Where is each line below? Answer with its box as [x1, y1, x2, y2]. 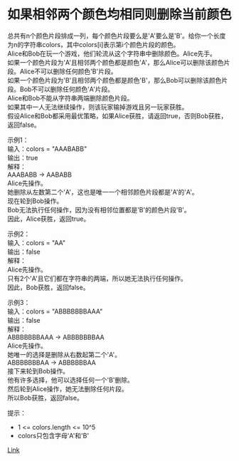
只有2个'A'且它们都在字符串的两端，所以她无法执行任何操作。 [7, 274, 187, 282]
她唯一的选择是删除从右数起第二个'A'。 [7, 350, 121, 358]
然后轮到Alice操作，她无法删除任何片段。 [7, 384, 128, 393]
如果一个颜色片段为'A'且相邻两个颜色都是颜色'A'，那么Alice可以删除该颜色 [7, 58, 224, 66]
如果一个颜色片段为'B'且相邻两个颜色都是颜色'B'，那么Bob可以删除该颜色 [7, 76, 222, 84]
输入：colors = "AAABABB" [7, 144, 87, 153]
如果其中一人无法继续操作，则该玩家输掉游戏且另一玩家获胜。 [7, 103, 188, 111]
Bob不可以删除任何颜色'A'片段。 [19, 85, 115, 93]
